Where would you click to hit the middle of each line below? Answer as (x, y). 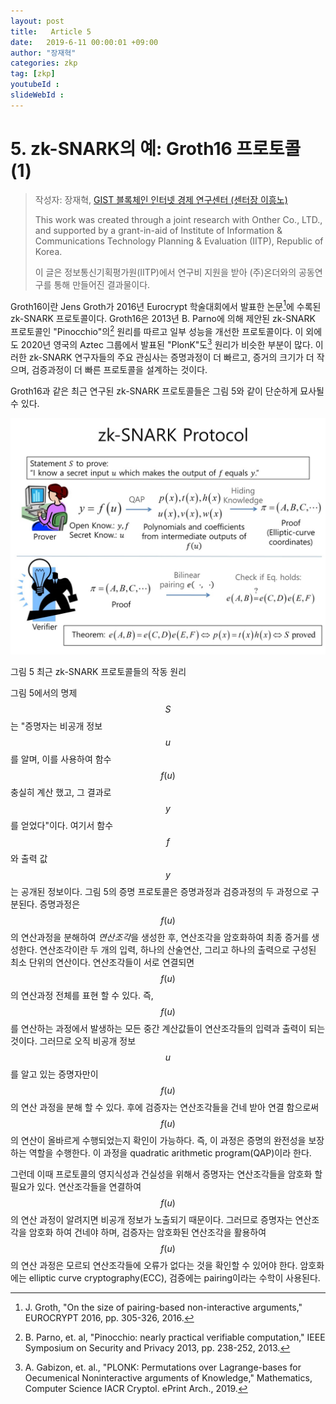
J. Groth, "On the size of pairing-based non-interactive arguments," (163, 1307)
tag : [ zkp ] (33, 74)
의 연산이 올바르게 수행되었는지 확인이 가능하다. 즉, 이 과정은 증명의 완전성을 (158, 1140)
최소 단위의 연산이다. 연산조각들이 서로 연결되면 (102, 962)
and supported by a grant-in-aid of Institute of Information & (158, 230)
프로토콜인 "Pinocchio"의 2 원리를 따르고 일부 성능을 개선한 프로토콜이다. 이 (157, 330)
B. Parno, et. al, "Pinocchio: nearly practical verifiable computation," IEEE (175, 1337)
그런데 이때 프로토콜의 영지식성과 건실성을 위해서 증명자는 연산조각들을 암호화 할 (166, 1174)
